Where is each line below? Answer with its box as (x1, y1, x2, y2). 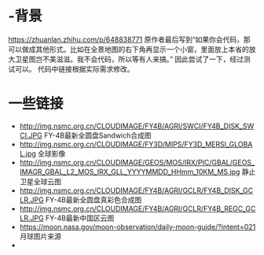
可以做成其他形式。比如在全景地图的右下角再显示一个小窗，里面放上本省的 (8, 44, 249, 54)
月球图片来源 (19, 231, 61, 241)
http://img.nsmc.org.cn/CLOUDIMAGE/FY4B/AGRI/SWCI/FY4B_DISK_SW (19, 121, 255, 131)
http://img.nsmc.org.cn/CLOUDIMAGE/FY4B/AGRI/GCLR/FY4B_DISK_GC (19, 186, 254, 195)
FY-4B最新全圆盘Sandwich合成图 (44, 131, 152, 140)
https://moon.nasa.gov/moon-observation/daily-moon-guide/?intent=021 (19, 222, 256, 231)
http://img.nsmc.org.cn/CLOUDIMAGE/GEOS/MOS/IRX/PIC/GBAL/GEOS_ (19, 157, 255, 167)
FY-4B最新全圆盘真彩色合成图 (46, 194, 142, 205)
